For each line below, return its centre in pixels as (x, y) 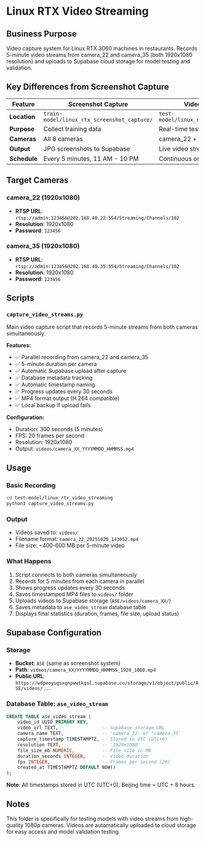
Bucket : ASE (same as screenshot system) (68, 664)
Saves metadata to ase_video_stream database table (81, 607)
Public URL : (30, 676)
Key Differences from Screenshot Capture (88, 87)
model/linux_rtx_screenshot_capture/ (98, 120)
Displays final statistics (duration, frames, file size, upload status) (97, 614)
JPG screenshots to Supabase (87, 149)
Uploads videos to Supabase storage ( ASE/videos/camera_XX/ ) (93, 600)
